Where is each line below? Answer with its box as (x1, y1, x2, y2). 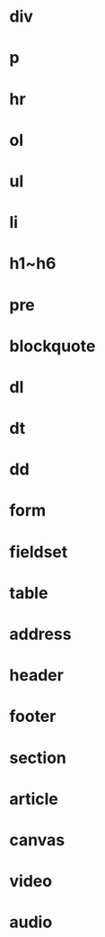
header (9, 665, 65, 686)
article (9, 788, 58, 809)
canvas (9, 830, 66, 850)
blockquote (9, 336, 96, 356)
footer (9, 707, 57, 726)
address (9, 624, 72, 644)
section (9, 747, 67, 768)
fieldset (9, 542, 68, 562)
